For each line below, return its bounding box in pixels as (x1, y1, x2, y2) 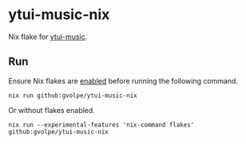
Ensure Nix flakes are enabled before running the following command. (8, 76, 238, 85)
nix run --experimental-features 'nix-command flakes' (8, 121, 195, 129)
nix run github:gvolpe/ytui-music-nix (8, 91, 137, 99)
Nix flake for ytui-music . (8, 32, 88, 41)
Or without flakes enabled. (8, 105, 96, 115)
